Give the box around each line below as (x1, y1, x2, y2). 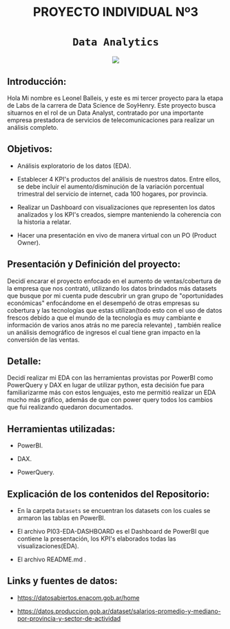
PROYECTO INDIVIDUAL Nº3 (33, 4, 198, 20)
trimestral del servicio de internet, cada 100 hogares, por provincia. (17, 189, 208, 197)
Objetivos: (7, 143, 53, 155)
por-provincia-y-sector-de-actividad (17, 614, 121, 622)
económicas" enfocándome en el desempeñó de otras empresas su (7, 298, 200, 307)
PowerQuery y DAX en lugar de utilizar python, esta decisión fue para (7, 381, 205, 389)
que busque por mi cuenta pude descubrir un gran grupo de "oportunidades (7, 291, 224, 300)
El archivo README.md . (17, 555, 87, 563)
